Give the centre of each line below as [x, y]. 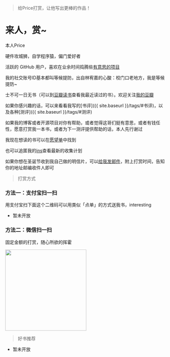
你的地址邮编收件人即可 [30, 167]
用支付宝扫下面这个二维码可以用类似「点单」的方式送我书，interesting [78, 205]
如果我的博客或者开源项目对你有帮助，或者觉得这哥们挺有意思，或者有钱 [80, 122]
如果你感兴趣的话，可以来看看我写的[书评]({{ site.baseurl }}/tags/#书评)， [82, 105]
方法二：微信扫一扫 [29, 230]
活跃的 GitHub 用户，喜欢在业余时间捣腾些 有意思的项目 [62, 67]
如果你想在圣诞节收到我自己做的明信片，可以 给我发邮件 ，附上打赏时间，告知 [85, 161]
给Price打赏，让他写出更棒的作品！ [54, 8]
